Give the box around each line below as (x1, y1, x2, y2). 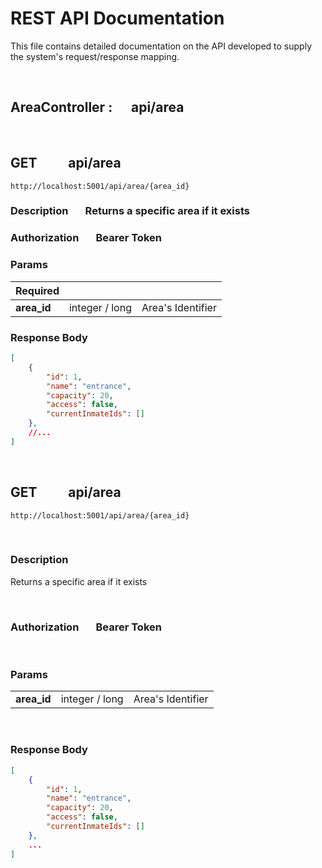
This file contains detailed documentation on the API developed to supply (10, 40, 313, 52)
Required (15, 283, 60, 297)
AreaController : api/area (10, 99, 185, 116)
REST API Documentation (10, 7, 225, 30)
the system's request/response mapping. (10, 50, 180, 62)
